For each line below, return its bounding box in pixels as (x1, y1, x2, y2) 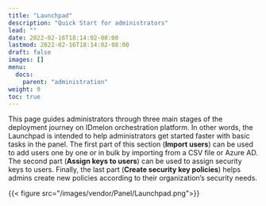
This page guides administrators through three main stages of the (8, 114, 223, 124)
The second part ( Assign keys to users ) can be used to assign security (8, 156, 242, 166)
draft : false (8, 48, 52, 56)
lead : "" (8, 26, 37, 34)
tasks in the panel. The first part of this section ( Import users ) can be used (8, 139, 254, 149)
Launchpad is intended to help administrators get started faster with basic (8, 132, 250, 141)
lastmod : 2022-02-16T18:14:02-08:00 (8, 41, 129, 49)
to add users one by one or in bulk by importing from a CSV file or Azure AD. (8, 148, 258, 158)
